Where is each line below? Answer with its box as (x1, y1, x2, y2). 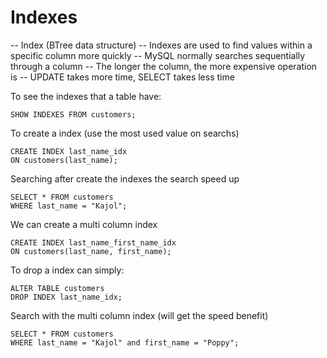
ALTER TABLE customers (10, 283, 105, 293)
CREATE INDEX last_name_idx (10, 146, 128, 156)
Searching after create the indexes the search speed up (10, 172, 240, 185)
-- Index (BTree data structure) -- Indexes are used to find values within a (10, 39, 313, 51)
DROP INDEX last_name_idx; (10, 292, 123, 302)
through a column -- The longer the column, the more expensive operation (10, 60, 318, 72)
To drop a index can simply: (10, 264, 125, 276)
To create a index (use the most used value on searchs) (10, 127, 240, 139)
